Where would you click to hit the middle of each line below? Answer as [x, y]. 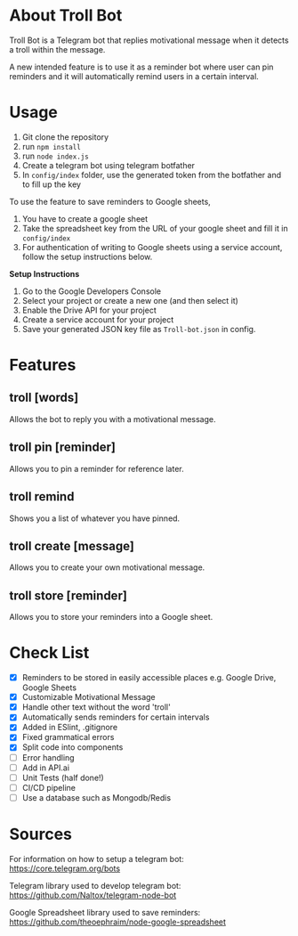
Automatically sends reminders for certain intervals [116, 717]
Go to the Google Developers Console [92, 291]
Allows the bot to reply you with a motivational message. [113, 419]
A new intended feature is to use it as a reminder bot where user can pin [141, 67]
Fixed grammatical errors [68, 737]
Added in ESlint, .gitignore [70, 728]
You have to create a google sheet [85, 218]
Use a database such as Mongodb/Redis [97, 797]
